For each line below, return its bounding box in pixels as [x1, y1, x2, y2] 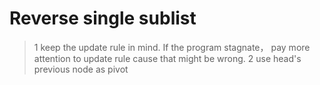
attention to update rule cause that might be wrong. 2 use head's [33, 52, 302, 64]
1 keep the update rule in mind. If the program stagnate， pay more [33, 41, 311, 53]
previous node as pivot [33, 63, 129, 75]
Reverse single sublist [9, 7, 197, 30]
